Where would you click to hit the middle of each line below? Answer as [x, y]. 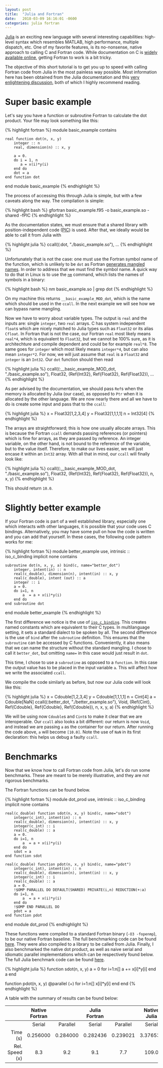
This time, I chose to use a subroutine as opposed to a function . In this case [81, 662]
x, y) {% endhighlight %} [30, 479]
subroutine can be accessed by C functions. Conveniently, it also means [77, 643]
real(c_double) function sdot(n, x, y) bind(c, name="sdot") [68, 814]
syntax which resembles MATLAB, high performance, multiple [77, 42]
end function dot [23, 177]
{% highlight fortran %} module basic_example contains [61, 130]
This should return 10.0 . [29, 488]
